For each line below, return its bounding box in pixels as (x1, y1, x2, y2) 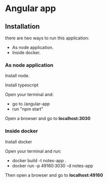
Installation (5, 22, 40, 31)
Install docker (5, 139, 33, 145)
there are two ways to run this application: (5, 35, 90, 41)
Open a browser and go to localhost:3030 (5, 116, 91, 121)
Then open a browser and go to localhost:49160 (5, 172, 103, 178)
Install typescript (5, 82, 39, 88)
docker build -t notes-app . (12, 157, 67, 163)
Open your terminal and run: (5, 148, 62, 154)
